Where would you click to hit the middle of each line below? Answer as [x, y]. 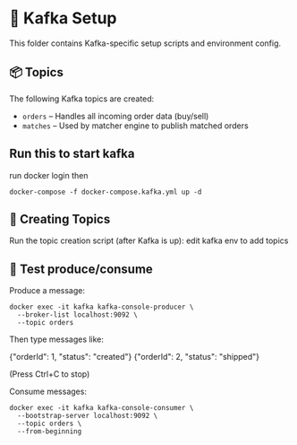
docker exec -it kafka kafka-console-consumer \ [102, 408]
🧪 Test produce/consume [81, 269]
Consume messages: [48, 392]
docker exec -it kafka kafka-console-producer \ [102, 307]
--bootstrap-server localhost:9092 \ [88, 416]
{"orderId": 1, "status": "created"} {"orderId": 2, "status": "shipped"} [135, 357]
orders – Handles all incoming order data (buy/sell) [115, 116]
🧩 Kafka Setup [64, 18]
